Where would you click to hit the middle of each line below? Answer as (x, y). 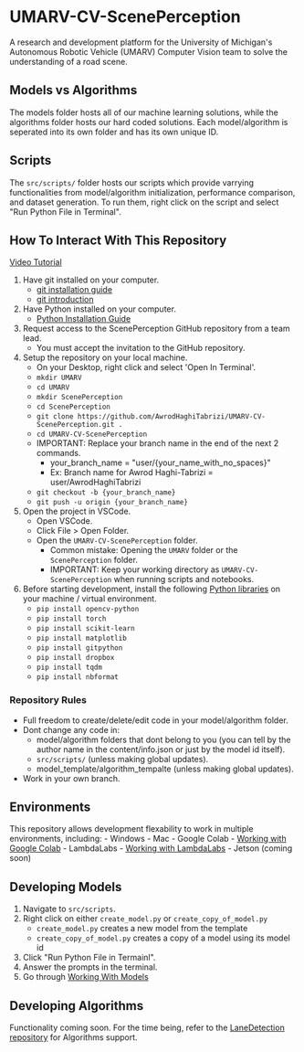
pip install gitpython (79, 648)
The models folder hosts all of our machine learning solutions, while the (144, 112)
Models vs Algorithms (73, 90)
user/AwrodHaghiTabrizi (95, 483)
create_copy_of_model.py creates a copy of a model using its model (163, 938)
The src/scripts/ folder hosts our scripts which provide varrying (131, 182)
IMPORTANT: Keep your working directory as (135, 569)
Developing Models (66, 887)
